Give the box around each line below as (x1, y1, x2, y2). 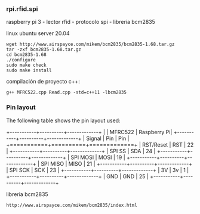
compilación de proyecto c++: (6, 78, 81, 85)
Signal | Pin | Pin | (86, 135, 130, 142)
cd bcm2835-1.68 (6, 52, 47, 58)
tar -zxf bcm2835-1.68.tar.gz (6, 46, 82, 52)
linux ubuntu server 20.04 (6, 30, 70, 37)
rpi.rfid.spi (6, 5, 38, 13)
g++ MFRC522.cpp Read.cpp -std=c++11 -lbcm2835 (6, 89, 127, 95)
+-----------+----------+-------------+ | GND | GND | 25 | (6, 172, 149, 180)
